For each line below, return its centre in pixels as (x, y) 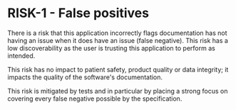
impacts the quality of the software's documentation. (85, 77)
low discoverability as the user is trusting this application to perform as (111, 48)
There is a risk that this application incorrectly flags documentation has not (117, 33)
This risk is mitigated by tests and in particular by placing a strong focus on (118, 91)
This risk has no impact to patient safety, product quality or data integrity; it (118, 69)
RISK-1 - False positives (78, 13)
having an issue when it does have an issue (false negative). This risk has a (118, 40)
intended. (21, 56)
